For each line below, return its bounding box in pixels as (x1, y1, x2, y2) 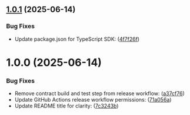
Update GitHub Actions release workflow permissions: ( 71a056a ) (14, 96, 172, 103)
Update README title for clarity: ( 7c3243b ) (14, 102, 119, 110)
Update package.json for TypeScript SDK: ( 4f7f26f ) (14, 35, 140, 43)
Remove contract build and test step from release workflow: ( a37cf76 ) (14, 90, 185, 97)
